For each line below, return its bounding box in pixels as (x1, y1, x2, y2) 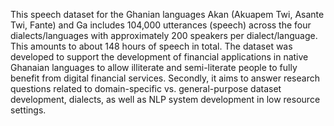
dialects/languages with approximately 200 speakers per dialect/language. (10, 30, 318, 41)
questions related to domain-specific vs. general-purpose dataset (10, 83, 282, 94)
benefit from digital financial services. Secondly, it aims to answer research (10, 72, 320, 84)
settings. (10, 104, 47, 116)
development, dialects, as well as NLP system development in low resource (10, 94, 321, 105)
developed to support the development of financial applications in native (10, 51, 309, 63)
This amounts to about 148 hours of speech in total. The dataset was (10, 40, 293, 52)
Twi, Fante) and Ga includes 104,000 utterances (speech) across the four (10, 19, 312, 31)
